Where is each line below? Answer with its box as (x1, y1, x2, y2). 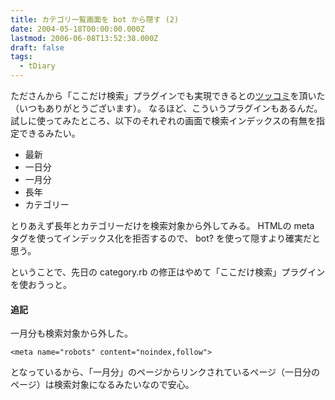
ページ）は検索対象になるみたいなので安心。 (10, 379, 195, 391)
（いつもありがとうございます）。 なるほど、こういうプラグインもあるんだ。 (10, 102, 323, 114)
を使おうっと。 (10, 279, 72, 290)
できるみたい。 (18, 127, 81, 139)
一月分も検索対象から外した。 (10, 327, 133, 340)
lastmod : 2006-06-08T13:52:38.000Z (10, 33, 159, 43)
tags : (10, 52, 33, 62)
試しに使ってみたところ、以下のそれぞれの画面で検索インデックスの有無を (10, 115, 317, 126)
